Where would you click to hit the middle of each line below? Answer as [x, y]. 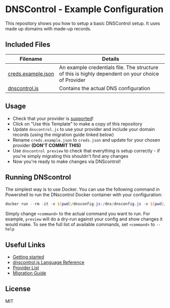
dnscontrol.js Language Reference [48, 262]
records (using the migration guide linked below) [63, 135]
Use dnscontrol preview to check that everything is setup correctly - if [86, 151]
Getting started [28, 257]
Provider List [26, 268]
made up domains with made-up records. [49, 28]
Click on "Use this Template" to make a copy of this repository [77, 124]
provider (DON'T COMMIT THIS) [47, 145]
